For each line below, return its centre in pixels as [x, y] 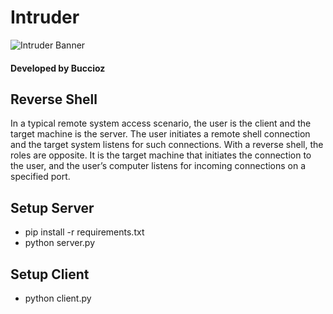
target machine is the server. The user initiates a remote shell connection [160, 134]
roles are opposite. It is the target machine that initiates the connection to [161, 155]
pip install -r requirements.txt [84, 232]
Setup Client [50, 274]
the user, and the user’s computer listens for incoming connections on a [158, 166]
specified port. [40, 177]
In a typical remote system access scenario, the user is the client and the [161, 123]
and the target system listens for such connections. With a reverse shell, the [167, 145]
